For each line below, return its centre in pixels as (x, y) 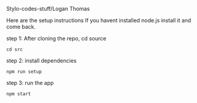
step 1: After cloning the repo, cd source (56, 38)
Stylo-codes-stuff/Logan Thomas (48, 9)
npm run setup (24, 72)
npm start (19, 94)
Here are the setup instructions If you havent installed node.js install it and (99, 20)
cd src (15, 49)
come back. (21, 27)
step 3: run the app (30, 83)
